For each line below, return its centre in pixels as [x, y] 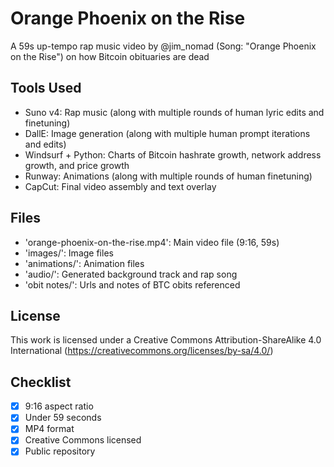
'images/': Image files [69, 253]
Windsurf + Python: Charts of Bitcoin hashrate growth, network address [173, 154]
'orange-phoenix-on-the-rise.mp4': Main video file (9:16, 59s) [152, 242]
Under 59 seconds [63, 418]
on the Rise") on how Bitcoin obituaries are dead [110, 56]
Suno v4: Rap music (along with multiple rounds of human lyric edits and [174, 112]
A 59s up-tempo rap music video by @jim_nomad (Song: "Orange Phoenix [163, 46]
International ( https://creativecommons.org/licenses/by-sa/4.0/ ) [142, 351]
